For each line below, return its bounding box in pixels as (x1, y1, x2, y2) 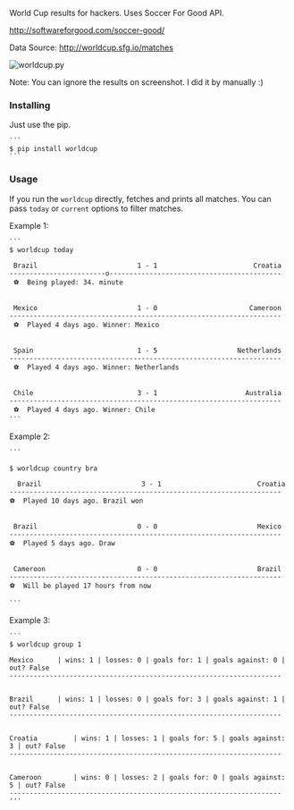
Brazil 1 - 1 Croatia (13, 261, 281, 270)
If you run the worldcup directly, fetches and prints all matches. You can (9, 193, 272, 204)
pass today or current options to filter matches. (9, 203, 183, 214)
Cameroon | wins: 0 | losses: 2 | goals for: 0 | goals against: (9, 772, 286, 781)
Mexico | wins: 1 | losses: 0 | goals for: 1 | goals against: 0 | (9, 655, 286, 664)
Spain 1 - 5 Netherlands (13, 346, 281, 355)
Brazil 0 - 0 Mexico (13, 522, 281, 531)
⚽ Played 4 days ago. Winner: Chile (13, 405, 155, 414)
